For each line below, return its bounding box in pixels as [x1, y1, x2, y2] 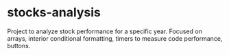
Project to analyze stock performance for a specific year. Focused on [7, 27, 202, 35]
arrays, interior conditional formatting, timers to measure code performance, [7, 34, 223, 42]
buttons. [7, 41, 31, 50]
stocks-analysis [7, 5, 101, 20]
